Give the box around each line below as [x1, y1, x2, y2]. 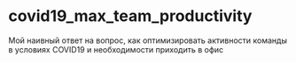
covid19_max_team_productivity [8, 6, 253, 26]
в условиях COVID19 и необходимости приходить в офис [8, 44, 224, 54]
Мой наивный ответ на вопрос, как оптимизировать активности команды [8, 35, 287, 45]
